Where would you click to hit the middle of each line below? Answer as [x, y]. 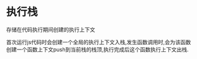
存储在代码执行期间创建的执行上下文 [51, 29]
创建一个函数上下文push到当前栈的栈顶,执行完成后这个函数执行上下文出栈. [98, 49]
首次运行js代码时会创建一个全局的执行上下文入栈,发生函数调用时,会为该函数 [98, 42]
